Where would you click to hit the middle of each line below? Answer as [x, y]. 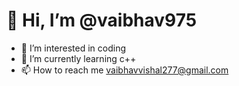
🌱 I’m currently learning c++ [78, 58]
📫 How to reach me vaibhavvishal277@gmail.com [124, 70]
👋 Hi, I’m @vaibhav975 [102, 20]
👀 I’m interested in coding [73, 48]
